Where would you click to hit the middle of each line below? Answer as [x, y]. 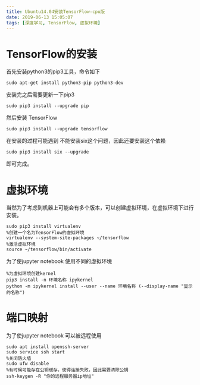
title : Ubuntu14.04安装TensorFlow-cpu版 [56, 12]
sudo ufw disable [28, 364]
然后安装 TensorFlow [32, 118]
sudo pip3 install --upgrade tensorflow [57, 129]
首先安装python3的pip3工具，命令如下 [53, 71]
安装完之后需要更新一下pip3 [40, 95]
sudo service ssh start [36, 352]
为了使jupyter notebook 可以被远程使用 [54, 336]
